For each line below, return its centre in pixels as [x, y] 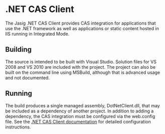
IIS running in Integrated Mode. [37, 34]
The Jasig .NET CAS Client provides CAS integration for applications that [80, 23]
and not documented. [27, 78]
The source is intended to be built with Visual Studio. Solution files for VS [81, 62]
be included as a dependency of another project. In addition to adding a [79, 111]
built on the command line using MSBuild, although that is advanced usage [83, 72]
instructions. [18, 127]
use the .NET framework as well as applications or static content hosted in [82, 28]
